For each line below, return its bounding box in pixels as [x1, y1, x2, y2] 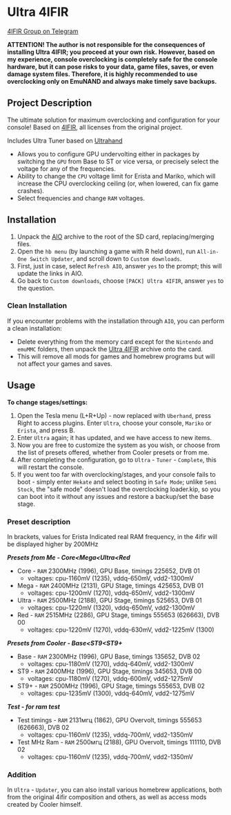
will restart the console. [17, 463, 84, 471]
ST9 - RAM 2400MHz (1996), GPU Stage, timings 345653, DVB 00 [17, 667, 202, 675]
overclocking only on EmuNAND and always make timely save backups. [7, 77, 217, 85]
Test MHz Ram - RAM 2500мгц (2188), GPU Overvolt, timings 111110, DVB [17, 738, 221, 746]
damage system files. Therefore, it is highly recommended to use [7, 70, 198, 78]
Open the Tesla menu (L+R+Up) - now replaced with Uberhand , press [17, 411, 212, 419]
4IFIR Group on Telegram [7, 27, 79, 35]
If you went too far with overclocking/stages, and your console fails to [17, 470, 216, 478]
